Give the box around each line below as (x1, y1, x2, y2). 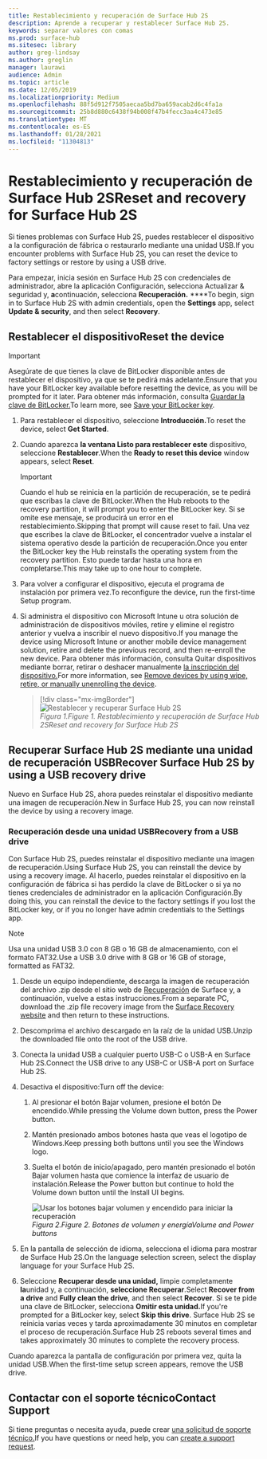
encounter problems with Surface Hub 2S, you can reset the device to (8, 249, 238, 259)
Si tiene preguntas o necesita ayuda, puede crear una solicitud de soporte (8, 1425, 252, 1434)
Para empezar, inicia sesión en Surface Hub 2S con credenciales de (8, 273, 231, 283)
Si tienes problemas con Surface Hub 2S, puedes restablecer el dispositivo (8, 232, 254, 241)
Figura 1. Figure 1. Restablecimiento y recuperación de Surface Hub (39, 712, 260, 721)
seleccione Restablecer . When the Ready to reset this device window (19, 448, 249, 458)
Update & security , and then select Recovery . (8, 307, 161, 316)
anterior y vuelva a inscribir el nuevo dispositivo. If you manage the (19, 629, 238, 638)
